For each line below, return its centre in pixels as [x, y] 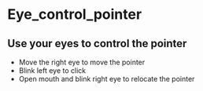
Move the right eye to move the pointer [82, 62]
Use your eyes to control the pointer [97, 44]
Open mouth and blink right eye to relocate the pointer [107, 79]
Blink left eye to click [52, 71]
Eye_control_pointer [75, 15]
